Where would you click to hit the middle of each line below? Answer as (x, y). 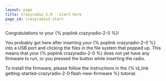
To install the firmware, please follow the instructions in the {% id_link (77, 68)
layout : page (19, 10)
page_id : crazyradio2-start (35, 19)
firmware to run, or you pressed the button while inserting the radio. (75, 59)
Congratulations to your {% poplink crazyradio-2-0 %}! (62, 33)
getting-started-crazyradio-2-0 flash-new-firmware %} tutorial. (71, 74)
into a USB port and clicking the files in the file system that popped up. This (83, 48)
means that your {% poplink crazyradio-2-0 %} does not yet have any (77, 53)
